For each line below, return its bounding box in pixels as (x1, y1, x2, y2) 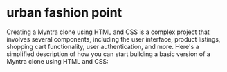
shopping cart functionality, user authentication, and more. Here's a (6, 42, 199, 51)
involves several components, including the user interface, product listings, (6, 35, 221, 43)
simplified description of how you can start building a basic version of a (6, 50, 210, 58)
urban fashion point (6, 5, 122, 21)
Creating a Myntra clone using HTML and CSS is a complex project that (6, 28, 210, 36)
